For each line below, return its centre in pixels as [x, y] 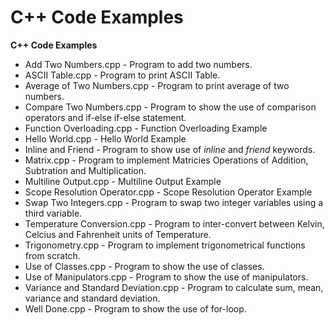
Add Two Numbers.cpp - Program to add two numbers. [138, 64]
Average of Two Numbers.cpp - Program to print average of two [157, 85]
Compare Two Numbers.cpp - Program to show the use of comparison [170, 107]
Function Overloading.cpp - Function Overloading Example [146, 128]
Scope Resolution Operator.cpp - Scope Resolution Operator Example [168, 192]
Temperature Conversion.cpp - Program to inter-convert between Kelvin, [174, 223]
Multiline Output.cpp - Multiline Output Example [123, 181]
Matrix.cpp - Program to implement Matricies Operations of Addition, [166, 160]
